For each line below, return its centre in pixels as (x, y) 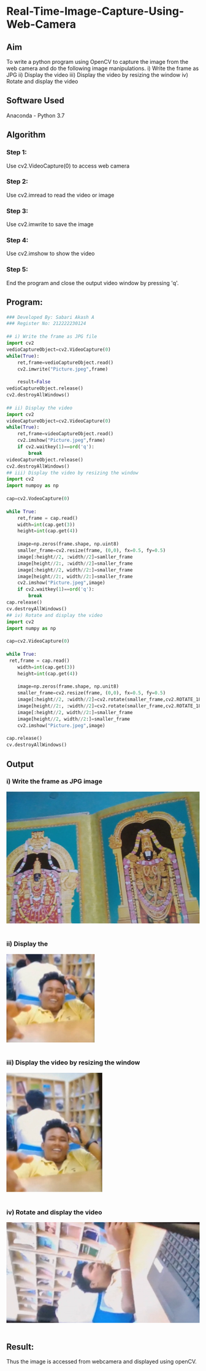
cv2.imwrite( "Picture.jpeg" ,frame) (63, 369)
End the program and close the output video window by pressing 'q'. (93, 283)
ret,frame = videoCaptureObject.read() (66, 434)
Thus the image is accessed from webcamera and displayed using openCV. (102, 1362)
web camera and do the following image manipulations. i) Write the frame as (103, 68)
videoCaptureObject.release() (45, 460)
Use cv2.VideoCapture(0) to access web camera (68, 166)
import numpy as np (31, 628)
